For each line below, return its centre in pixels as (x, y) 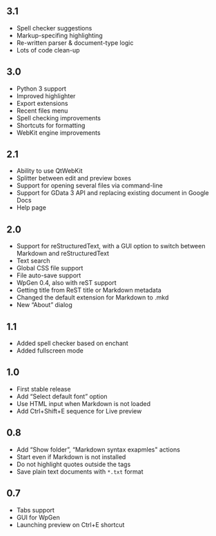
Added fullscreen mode (50, 351)
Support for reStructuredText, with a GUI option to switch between (111, 246)
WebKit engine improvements (58, 132)
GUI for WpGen (38, 517)
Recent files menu (42, 111)
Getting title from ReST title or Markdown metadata (89, 290)
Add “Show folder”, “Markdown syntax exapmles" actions (98, 450)
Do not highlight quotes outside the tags (73, 464)
